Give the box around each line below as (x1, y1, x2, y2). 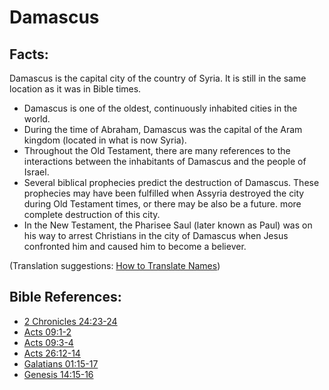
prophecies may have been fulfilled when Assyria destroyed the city (23, 187, 305, 199)
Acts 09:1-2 (23, 326, 72, 338)
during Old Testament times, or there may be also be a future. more (23, 198, 302, 210)
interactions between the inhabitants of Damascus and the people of (23, 156, 307, 167)
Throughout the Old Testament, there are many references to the (23, 145, 291, 156)
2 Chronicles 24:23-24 (23, 315, 118, 327)
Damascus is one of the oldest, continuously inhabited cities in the (23, 102, 298, 114)
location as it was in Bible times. (9, 83, 142, 95)
